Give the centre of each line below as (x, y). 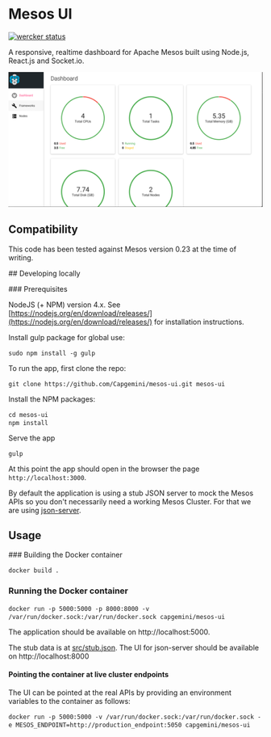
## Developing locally (44, 273)
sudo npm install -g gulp (52, 353)
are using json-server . (45, 510)
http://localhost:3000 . (48, 477)
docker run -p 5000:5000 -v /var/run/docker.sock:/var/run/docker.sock (131, 717)
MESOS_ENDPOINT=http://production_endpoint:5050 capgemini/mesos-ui (133, 725)
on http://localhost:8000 (49, 656)
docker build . (34, 571)
